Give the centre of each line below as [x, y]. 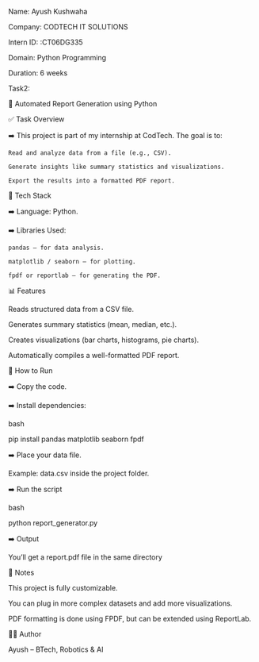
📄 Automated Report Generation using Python [83, 104]
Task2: [19, 88]
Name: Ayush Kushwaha [48, 12]
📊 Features [27, 291]
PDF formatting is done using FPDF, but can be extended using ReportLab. [130, 619]
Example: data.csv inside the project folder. [79, 473]
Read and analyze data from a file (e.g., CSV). [90, 153]
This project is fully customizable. [63, 588]
